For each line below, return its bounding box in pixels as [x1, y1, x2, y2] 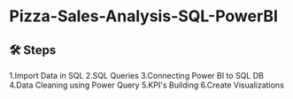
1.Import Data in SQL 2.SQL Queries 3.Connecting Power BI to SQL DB [9, 71, 264, 80]
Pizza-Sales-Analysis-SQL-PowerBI [9, 6, 279, 27]
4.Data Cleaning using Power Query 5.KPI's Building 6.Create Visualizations [9, 80, 285, 90]
